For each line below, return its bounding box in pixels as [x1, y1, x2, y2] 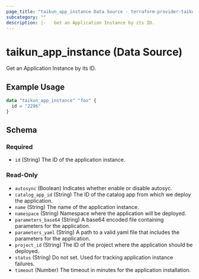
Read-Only [6, 171, 38, 179]
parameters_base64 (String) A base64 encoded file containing [14, 216, 164, 223]
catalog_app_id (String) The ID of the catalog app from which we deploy [14, 191, 191, 198]
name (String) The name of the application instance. [14, 203, 139, 210]
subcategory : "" [6, 14, 46, 20]
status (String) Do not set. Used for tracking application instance [14, 254, 174, 261]
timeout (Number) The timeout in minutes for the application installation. [14, 266, 191, 273]
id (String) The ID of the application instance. [14, 156, 126, 163]
